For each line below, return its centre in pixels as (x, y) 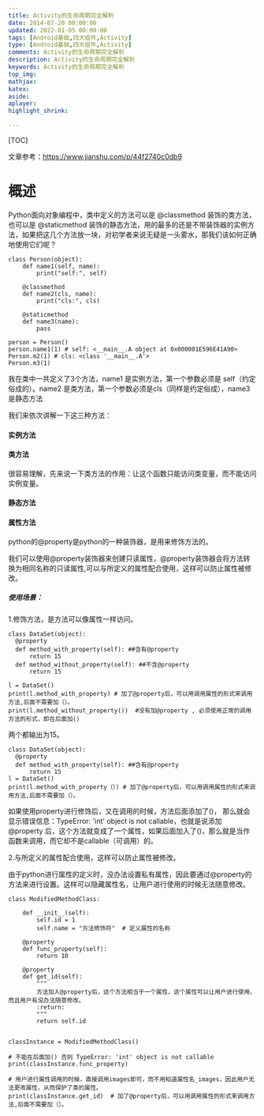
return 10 (52, 956)
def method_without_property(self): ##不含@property (102, 664)
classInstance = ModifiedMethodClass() (74, 1042)
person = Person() (38, 342)
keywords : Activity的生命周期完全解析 (66, 67)
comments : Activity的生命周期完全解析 (66, 52)
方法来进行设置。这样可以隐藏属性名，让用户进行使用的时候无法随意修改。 (129, 884)
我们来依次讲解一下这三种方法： (60, 415)
